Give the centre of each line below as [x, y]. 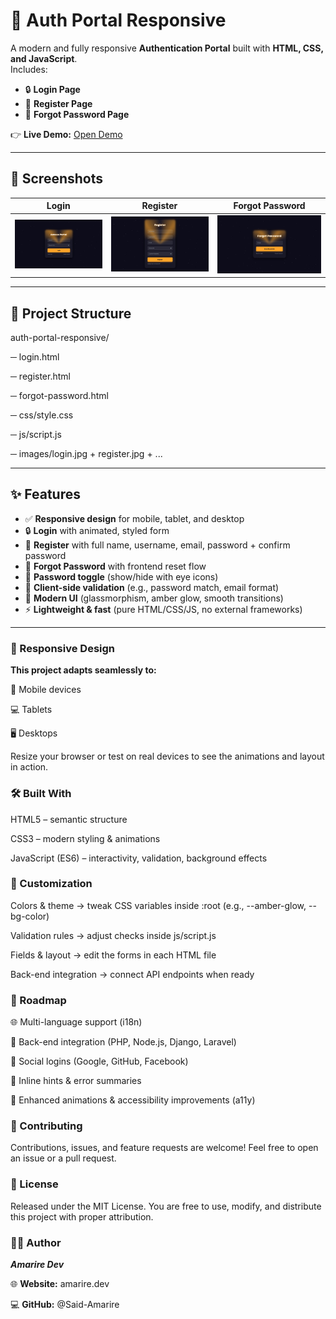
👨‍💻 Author [36, 1242]
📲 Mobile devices [46, 690]
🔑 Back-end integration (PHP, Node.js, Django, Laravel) [123, 1042]
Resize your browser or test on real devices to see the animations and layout [167, 756]
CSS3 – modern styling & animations [85, 838]
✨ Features [45, 494]
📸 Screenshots [57, 179]
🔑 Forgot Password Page [77, 114]
